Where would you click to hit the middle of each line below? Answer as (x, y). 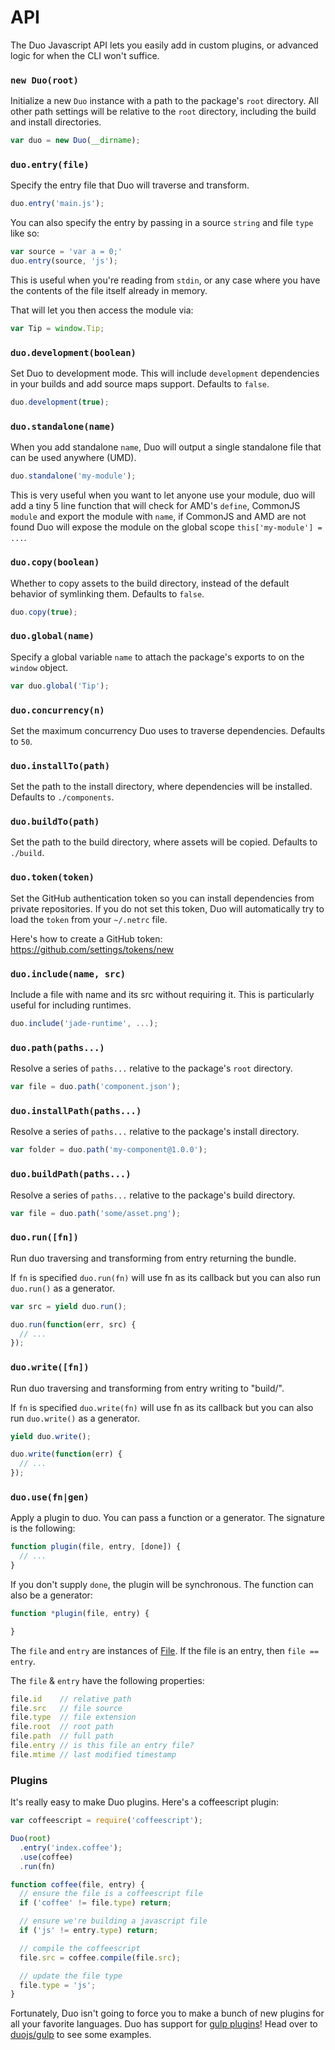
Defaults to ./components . (62, 797)
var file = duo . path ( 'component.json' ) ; (96, 1087)
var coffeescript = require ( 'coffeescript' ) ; (106, 1821)
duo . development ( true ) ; (60, 402)
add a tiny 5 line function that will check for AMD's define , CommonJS (155, 506)
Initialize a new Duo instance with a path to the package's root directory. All (164, 101)
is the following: (43, 1528)
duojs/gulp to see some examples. (81, 2035)
